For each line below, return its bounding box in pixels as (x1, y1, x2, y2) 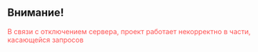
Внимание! (7, 6, 64, 19)
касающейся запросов (7, 35, 84, 44)
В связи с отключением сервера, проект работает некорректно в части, (7, 26, 252, 36)
